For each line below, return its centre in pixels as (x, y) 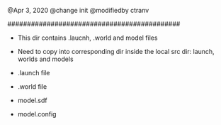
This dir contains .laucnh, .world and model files (87, 38)
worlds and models (45, 59)
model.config (37, 114)
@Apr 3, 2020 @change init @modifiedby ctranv (78, 10)
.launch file (34, 73)
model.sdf (32, 100)
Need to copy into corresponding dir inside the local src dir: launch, (116, 51)
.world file (32, 87)
